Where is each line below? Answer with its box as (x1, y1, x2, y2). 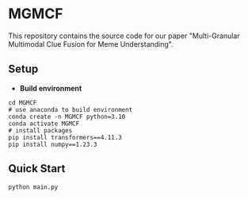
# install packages (8, 126, 73, 135)
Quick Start (8, 162, 66, 175)
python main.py (8, 183, 59, 191)
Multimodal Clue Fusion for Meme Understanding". (8, 39, 174, 48)
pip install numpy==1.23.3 (8, 140, 97, 148)
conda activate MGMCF (8, 120, 80, 128)
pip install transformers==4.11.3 (8, 133, 123, 141)
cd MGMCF (8, 98, 37, 107)
